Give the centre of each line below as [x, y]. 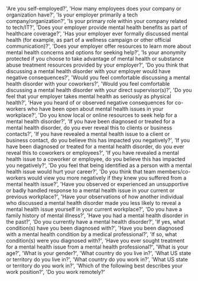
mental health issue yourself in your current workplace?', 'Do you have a [94, 209]
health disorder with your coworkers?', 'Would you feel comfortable [88, 84]
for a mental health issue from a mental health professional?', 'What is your [97, 247]
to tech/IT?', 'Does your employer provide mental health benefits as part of [97, 27]
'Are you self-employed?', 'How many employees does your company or [94, 9]
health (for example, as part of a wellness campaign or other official [89, 40]
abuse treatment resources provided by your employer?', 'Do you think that [98, 65]
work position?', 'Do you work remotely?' [56, 272]
